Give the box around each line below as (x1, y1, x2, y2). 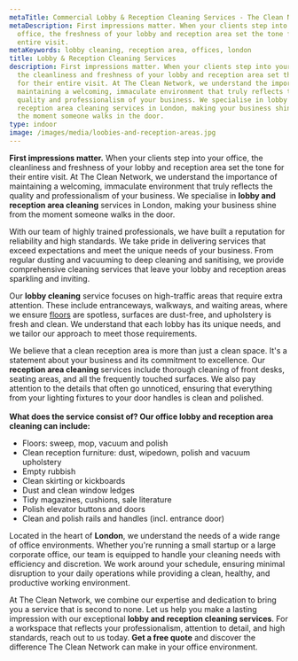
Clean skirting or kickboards (21, 475, 126, 486)
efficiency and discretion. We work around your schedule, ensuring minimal (9, 558, 286, 569)
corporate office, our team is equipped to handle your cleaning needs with (9, 548, 281, 559)
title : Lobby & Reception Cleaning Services (9, 54, 176, 63)
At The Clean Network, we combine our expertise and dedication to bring (9, 595, 277, 605)
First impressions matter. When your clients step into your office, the (9, 152, 263, 163)
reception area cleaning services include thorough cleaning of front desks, (9, 364, 286, 375)
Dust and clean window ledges (21, 485, 135, 495)
